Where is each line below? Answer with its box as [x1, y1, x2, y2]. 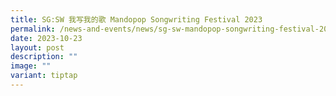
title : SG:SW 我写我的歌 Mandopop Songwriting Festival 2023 [10, 14, 263, 25]
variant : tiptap [10, 71, 78, 81]
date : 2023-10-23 [10, 33, 83, 43]
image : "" [10, 61, 52, 71]
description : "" [10, 52, 78, 62]
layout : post [10, 42, 65, 53]
